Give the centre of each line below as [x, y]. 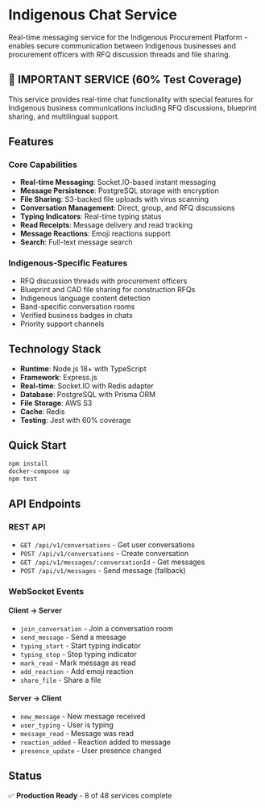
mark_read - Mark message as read [78, 663]
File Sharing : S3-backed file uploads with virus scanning [114, 199]
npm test [23, 479]
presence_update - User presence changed [91, 751]
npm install [28, 464]
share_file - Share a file [60, 680]
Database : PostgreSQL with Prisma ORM [88, 394]
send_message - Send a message [73, 637]
